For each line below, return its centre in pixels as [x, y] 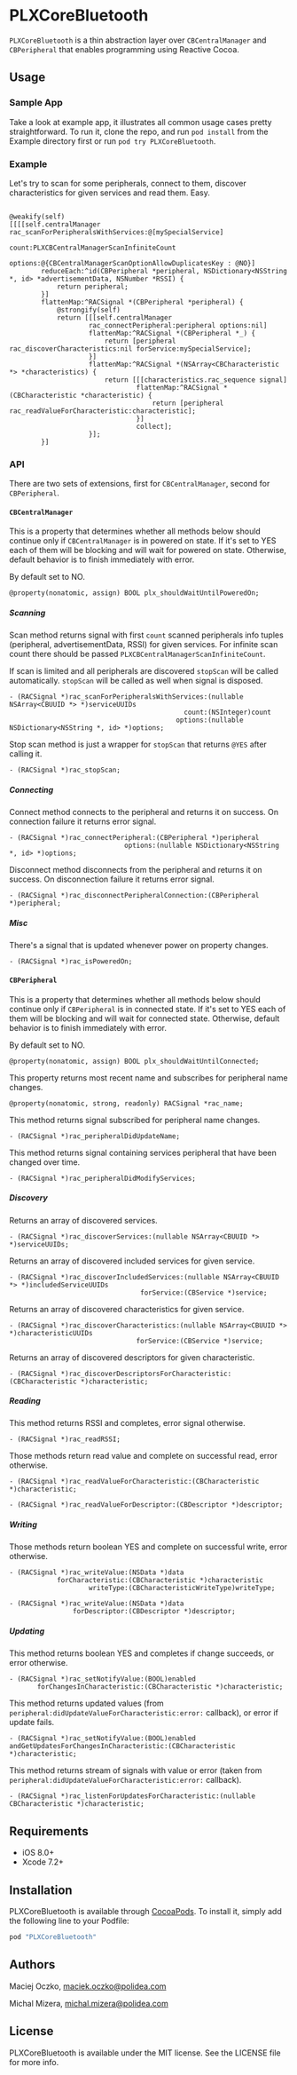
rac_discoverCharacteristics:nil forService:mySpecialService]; [130, 348]
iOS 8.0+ [38, 1853]
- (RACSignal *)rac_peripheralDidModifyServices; [103, 1178]
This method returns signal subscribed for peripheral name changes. [135, 1120]
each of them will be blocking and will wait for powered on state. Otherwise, [148, 550]
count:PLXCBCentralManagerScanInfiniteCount [93, 248]
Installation [41, 1890]
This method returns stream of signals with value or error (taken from [136, 1770]
